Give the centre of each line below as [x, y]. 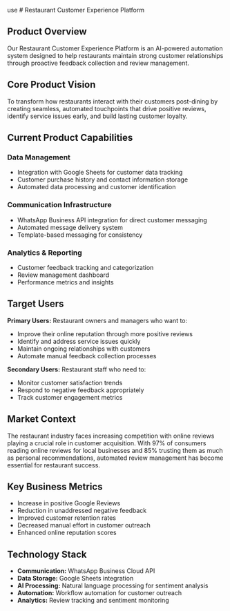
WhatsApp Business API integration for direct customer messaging [112, 220]
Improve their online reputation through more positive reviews [105, 333]
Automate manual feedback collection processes [87, 356]
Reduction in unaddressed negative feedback [82, 511]
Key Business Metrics [55, 486]
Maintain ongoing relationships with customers [84, 349]
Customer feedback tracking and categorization [85, 267]
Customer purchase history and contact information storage [103, 180]
